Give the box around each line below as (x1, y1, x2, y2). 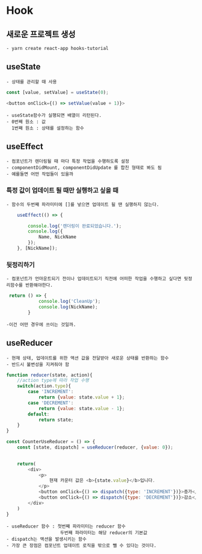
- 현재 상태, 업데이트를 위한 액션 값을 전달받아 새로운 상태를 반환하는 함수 (6, 355, 170, 361)
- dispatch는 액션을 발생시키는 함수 (6, 536, 87, 542)
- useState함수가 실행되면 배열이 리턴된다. (6, 112, 102, 118)
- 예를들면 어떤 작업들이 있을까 (6, 171, 74, 178)
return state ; (38, 417, 74, 423)
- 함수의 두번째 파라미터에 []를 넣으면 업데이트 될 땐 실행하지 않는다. (6, 201, 159, 208)
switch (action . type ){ (17, 383, 71, 389)
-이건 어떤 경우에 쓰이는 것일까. (6, 322, 76, 328)
